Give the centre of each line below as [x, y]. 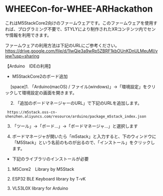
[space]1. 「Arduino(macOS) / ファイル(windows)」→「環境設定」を [79, 86]
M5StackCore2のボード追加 [40, 76]
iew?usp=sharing [22, 56]
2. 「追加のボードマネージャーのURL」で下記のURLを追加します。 [76, 103]
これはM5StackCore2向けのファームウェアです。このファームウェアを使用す [81, 23]
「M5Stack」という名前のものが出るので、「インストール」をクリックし [83, 142]
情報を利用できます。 [30, 35]
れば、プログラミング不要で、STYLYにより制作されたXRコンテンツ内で [76, 29]
